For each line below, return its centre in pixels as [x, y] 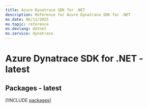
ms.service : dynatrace [29, 33]
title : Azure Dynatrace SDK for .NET [45, 10]
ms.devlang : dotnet [26, 29]
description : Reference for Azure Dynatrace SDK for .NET [68, 15]
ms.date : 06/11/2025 [27, 19]
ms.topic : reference [27, 24]
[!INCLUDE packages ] [28, 100]
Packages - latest [34, 88]
